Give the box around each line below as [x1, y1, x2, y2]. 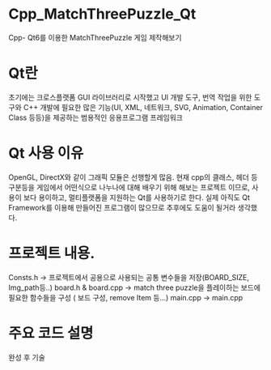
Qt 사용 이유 [8, 144, 84, 163]
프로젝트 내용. [8, 245, 95, 262]
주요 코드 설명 [8, 324, 94, 342]
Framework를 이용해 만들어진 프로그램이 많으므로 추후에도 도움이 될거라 [8, 202, 236, 212]
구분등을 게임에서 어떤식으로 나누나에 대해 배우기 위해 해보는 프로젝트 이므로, [8, 182, 251, 192]
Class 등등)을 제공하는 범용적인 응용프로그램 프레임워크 [8, 113, 184, 122]
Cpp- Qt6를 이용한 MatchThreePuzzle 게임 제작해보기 [8, 32, 182, 42]
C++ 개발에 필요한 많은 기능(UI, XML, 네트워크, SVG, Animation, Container [23, 102, 263, 112]
